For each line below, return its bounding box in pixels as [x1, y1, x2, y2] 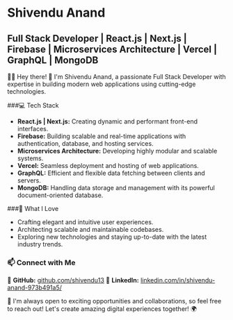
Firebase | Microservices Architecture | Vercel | [7, 43, 218, 55]
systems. [17, 154, 44, 162]
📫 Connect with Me [7, 258, 76, 267]
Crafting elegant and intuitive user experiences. [17, 218, 154, 226]
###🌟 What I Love [7, 205, 59, 212]
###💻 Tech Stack [7, 101, 59, 109]
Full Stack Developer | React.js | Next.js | [7, 33, 188, 44]
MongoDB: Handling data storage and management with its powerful [17, 184, 216, 192]
